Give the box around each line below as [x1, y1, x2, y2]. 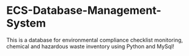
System [6, 16, 46, 30]
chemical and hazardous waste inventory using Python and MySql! [6, 43, 174, 50]
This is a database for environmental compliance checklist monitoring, [6, 36, 183, 43]
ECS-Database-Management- [6, 4, 161, 17]
